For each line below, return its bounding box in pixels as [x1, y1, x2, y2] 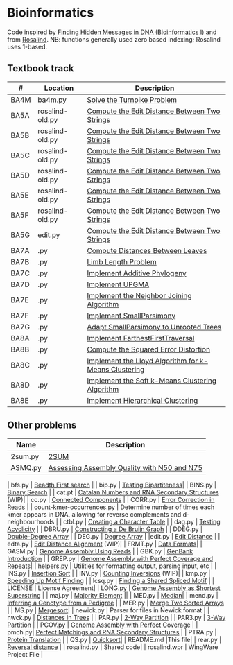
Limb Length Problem [87, 257, 157, 266]
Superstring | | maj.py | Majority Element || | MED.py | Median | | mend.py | [7, 591, 218, 599]
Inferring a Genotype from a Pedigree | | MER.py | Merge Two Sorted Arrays [7, 598, 224, 607]
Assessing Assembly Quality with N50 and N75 [48, 463, 203, 472]
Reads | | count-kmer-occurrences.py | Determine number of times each [7, 503, 215, 511]
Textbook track [7, 62, 74, 74]
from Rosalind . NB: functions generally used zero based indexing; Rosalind [7, 35, 221, 43]
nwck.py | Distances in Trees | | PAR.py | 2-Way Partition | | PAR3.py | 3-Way [7, 613, 226, 621]
